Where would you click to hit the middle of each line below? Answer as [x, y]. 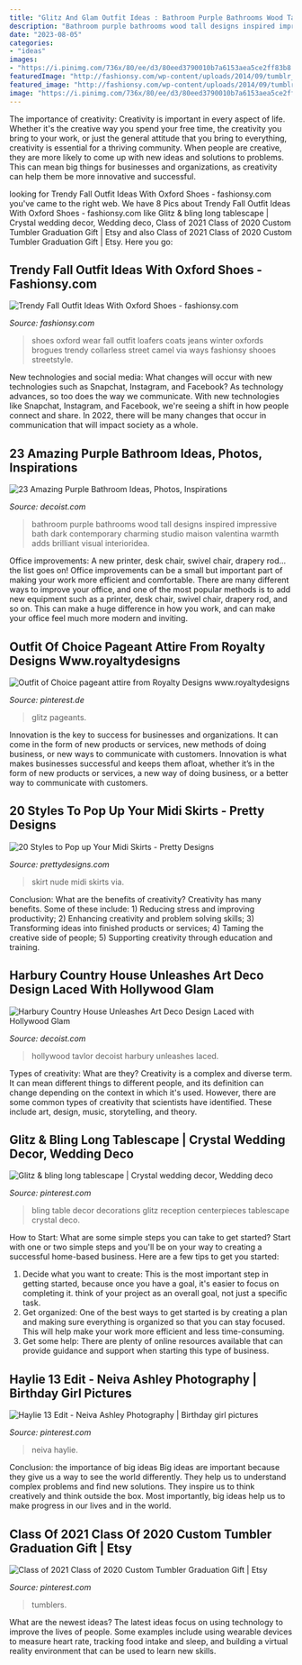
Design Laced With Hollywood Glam [112, 989]
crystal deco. [56, 1220]
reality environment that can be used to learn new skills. [113, 1651]
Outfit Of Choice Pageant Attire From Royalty [138, 647]
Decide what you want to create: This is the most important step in [145, 1274]
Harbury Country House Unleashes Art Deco [137, 976]
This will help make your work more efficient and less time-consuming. [153, 1331]
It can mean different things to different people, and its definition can [137, 1083]
